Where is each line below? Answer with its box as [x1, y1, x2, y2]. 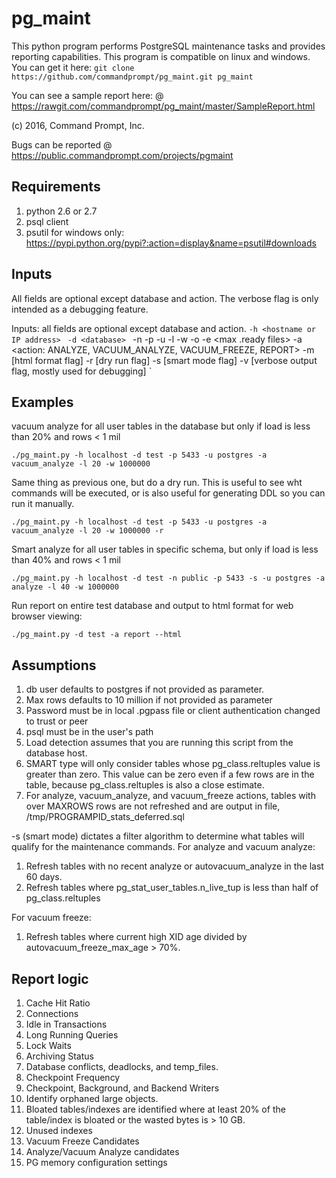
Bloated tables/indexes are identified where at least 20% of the [25, 1103, 286, 1115]
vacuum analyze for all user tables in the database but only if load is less [11, 420, 311, 432]
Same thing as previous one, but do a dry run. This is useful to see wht [11, 477, 303, 489]
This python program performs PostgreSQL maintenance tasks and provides [11, 40, 326, 52]
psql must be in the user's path [25, 726, 154, 738]
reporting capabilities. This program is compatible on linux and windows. [11, 50, 311, 62]
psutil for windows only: [25, 226, 125, 238]
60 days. [25, 871, 63, 883]
